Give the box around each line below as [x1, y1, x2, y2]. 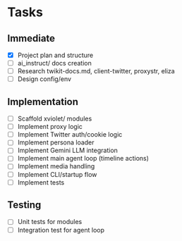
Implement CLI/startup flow [17, 170, 97, 178]
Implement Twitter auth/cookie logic [17, 130, 123, 139]
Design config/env [17, 75, 72, 83]
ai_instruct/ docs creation [17, 59, 92, 68]
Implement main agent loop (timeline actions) [17, 154, 150, 163]
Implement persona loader [17, 138, 95, 147]
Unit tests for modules [17, 218, 83, 226]
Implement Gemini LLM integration [17, 146, 119, 155]
